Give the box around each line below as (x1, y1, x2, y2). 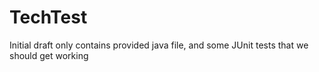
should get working (9, 49, 89, 61)
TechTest (9, 6, 88, 29)
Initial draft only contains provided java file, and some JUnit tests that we (9, 39, 309, 51)
